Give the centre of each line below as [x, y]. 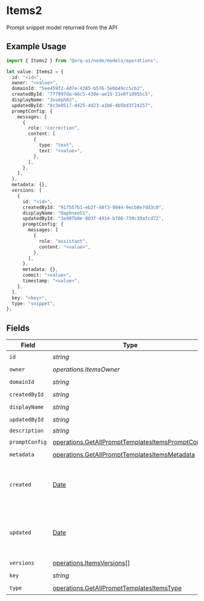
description [27, 431]
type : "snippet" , [34, 304]
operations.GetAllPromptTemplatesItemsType [117, 588]
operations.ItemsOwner [86, 369]
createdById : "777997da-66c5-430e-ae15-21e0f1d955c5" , [83, 94]
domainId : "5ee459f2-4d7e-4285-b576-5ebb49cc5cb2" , [79, 89]
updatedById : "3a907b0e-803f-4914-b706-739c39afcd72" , [93, 219]
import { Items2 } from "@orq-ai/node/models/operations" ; [83, 61]
